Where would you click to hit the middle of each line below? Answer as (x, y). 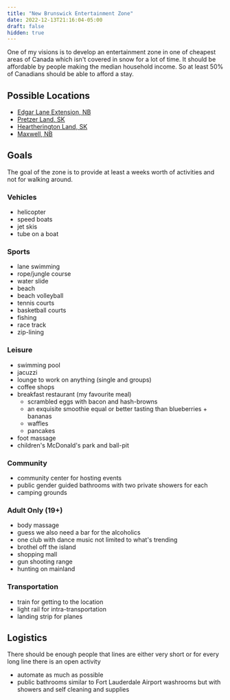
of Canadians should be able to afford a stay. (70, 74)
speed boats (35, 220)
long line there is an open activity (54, 662)
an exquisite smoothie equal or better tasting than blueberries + (117, 408)
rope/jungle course (44, 274)
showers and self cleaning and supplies (73, 690)
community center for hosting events (69, 478)
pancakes (41, 430)
